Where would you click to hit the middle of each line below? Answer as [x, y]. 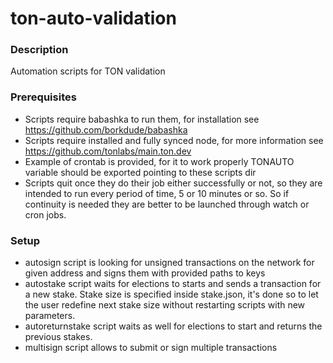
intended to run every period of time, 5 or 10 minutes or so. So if [157, 193]
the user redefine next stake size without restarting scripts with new [165, 305]
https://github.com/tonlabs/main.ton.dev [108, 151]
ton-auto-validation [93, 18]
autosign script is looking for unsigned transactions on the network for [169, 263]
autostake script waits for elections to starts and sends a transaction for [173, 284]
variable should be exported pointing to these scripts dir [140, 172]
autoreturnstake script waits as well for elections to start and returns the [173, 326]
